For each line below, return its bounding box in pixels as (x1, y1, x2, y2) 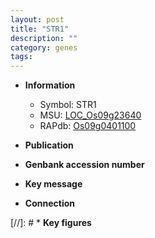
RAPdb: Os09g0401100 (39, 120, 137, 132)
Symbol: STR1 (39, 99, 97, 111)
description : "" (10, 33, 78, 43)
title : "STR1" (10, 24, 70, 34)
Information (24, 79, 76, 91)
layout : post (10, 14, 65, 25)
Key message (24, 178, 83, 190)
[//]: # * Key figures (10, 217, 92, 229)
